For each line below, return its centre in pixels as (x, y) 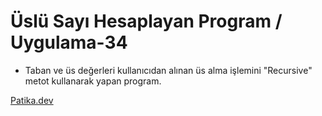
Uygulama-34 (69, 42)
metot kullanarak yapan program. (93, 81)
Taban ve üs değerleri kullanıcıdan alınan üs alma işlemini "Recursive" (168, 70)
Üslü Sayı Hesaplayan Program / (146, 21)
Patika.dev (32, 100)
